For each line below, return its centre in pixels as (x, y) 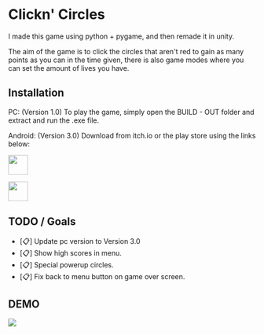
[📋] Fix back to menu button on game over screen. (102, 276)
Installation (36, 93)
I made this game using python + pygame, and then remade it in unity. (121, 36)
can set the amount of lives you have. (69, 68)
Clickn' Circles (57, 15)
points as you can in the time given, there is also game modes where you (126, 60)
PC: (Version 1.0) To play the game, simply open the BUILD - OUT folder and (131, 112)
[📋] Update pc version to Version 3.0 (80, 241)
